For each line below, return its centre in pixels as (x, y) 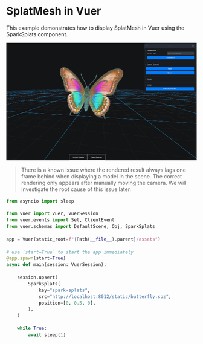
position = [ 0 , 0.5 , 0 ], (67, 303)
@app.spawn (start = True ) (36, 258)
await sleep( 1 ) (47, 335)
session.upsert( (38, 277)
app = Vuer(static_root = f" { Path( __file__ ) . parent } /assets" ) (84, 239)
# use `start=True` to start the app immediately (70, 252)
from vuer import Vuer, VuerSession (52, 214)
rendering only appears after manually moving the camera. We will (104, 183)
